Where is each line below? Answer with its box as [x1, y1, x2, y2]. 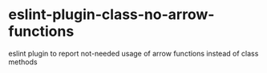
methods [8, 57, 38, 67]
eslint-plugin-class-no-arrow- [8, 6, 215, 24]
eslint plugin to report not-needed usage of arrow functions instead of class [8, 48, 259, 58]
